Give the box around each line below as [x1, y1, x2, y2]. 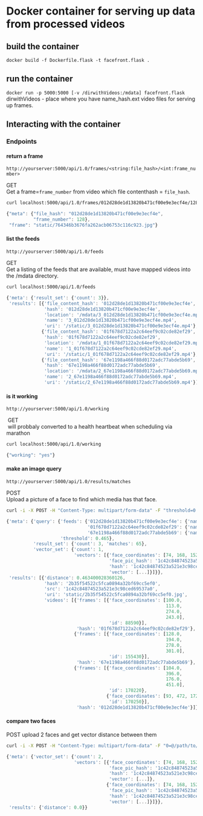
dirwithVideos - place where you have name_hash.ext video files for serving [6, 95, 195, 102]
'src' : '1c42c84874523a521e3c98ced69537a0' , [44, 586, 158, 592]
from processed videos [6, 17, 125, 31]
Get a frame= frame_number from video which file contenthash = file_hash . [6, 188, 190, 195]
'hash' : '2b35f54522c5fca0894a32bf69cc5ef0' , [44, 580, 161, 586]
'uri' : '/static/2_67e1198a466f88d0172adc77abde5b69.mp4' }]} [44, 380, 201, 386]
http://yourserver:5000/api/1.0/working [6, 406, 110, 412]
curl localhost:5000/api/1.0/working [6, 441, 101, 447]
